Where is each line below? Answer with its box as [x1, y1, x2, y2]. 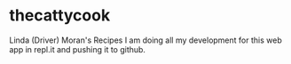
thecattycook [9, 5, 111, 26]
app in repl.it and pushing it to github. [9, 44, 146, 54]
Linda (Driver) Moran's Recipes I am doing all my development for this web [9, 35, 282, 45]
